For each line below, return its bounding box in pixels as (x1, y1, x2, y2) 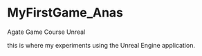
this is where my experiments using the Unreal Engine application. (7, 41, 196, 49)
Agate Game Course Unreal (7, 28, 86, 36)
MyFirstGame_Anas (7, 5, 123, 21)
